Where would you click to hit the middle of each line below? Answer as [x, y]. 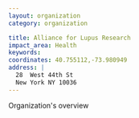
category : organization [48, 23]
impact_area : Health [43, 45]
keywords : [25, 53]
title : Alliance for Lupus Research [69, 38]
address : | [27, 68]
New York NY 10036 [47, 82]
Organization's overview [49, 105]
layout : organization [45, 16]
